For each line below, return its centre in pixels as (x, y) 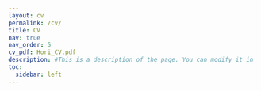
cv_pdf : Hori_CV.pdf (42, 52)
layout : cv (26, 15)
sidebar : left (38, 74)
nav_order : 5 (30, 45)
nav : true (25, 38)
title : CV (25, 30)
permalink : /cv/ (35, 23)
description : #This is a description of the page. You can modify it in (131, 60)
